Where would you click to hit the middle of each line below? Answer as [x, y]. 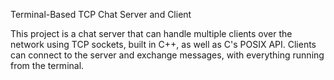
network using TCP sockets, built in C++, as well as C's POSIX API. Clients [163, 44]
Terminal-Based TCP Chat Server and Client [101, 14]
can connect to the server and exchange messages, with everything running [167, 55]
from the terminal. [47, 65]
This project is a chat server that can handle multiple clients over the [151, 33]
